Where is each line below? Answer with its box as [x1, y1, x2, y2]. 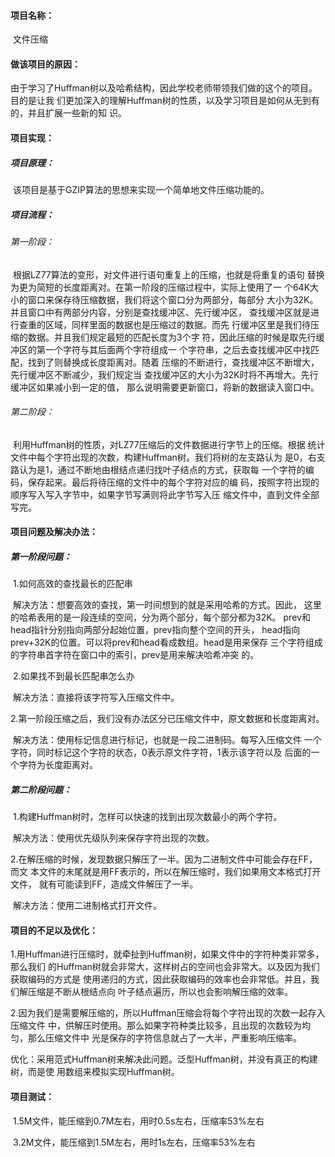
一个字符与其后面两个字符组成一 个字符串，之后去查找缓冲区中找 [44, 343, 311, 355]
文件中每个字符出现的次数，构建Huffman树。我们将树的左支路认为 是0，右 [10, 451, 317, 463]
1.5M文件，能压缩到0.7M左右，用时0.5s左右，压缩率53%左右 [12, 1115, 265, 1127]
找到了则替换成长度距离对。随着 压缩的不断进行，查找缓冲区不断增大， [27, 356, 320, 368]
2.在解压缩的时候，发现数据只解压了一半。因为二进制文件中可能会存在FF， [10, 853, 318, 865]
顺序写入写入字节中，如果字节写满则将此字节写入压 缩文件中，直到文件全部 [10, 488, 320, 500]
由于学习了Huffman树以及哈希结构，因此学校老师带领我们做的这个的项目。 [10, 82, 318, 94]
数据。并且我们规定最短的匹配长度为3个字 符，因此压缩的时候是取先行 [27, 331, 317, 343]
